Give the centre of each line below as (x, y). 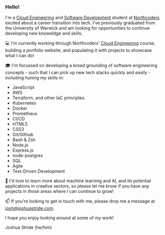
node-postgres (27, 156)
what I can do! (20, 56)
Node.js (20, 145)
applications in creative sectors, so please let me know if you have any (77, 186)
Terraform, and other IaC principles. (49, 98)
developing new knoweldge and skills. (44, 34)
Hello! (12, 7)
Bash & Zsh (24, 140)
